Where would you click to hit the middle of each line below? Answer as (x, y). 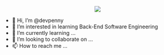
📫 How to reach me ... (40, 46)
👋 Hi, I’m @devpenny (38, 20)
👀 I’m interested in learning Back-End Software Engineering (85, 27)
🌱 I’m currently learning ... (44, 33)
